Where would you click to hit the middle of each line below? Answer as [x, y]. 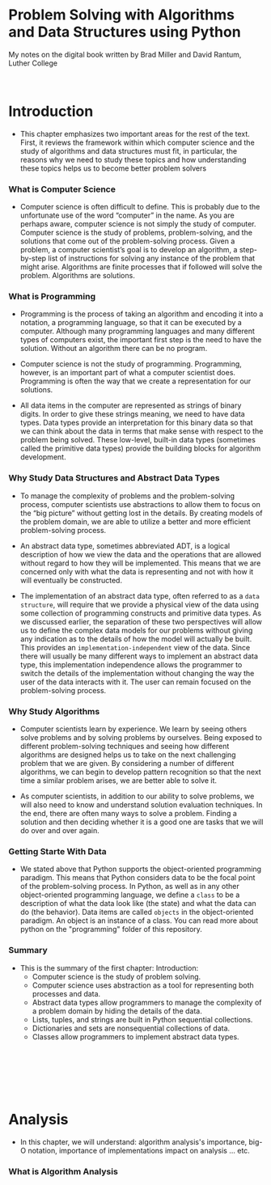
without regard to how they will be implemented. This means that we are [140, 563]
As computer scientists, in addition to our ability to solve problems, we [137, 796]
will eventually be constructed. [71, 580]
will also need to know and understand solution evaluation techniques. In [141, 805]
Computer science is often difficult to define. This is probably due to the [140, 207]
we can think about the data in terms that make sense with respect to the [142, 431]
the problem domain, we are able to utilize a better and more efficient [135, 521]
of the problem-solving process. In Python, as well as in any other [130, 887]
